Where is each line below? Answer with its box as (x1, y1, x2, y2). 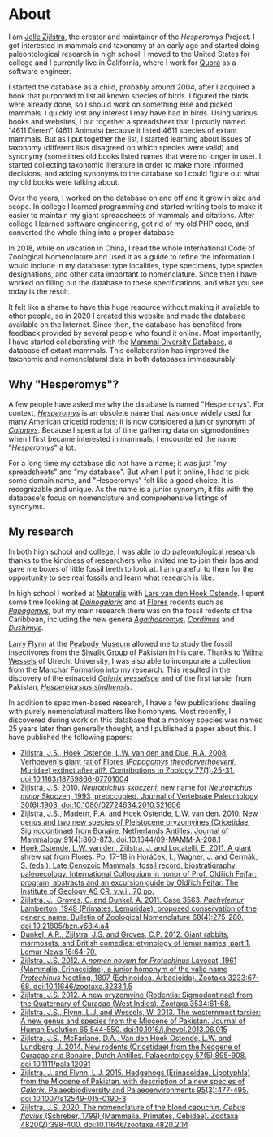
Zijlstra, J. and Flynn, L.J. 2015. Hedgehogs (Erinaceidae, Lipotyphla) (19, 1067, 250, 1078)
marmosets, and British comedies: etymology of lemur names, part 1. (19, 938, 251, 947)
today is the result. (8, 286, 71, 296)
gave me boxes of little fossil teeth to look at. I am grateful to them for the (8, 564, 254, 573)
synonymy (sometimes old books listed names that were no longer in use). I (8, 151, 262, 161)
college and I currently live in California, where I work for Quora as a (8, 58, 236, 68)
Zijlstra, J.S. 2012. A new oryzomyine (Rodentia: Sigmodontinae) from (19, 990, 253, 1000)
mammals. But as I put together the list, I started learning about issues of (8, 133, 252, 143)
